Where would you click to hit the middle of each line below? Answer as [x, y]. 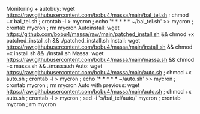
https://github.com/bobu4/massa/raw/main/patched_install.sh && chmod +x [100, 34]
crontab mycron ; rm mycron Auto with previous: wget [73, 85]
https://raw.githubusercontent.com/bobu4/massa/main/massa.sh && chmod [100, 60]
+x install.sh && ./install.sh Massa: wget [55, 53]
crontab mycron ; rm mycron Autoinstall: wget [63, 28]
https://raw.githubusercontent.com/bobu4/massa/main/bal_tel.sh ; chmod [98, 15]
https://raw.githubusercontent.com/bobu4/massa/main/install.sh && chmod [99, 47]
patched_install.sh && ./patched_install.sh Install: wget [73, 40]
